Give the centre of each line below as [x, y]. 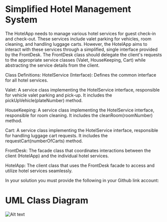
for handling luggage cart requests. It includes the [57, 135]
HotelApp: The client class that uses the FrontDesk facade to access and [80, 165]
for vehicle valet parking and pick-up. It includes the [59, 95]
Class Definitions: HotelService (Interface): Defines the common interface [81, 75]
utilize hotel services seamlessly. [39, 171]
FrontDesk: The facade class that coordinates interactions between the [78, 150]
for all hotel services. [27, 80]
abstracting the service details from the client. [52, 65]
